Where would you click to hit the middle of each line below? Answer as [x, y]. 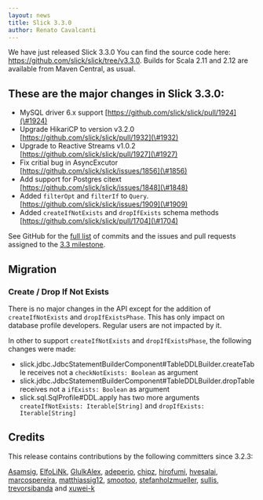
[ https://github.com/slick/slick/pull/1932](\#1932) [99, 137]
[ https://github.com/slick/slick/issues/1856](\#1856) [103, 171]
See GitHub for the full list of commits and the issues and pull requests [122, 236]
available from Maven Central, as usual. [72, 69]
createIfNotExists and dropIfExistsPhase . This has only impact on [117, 317]
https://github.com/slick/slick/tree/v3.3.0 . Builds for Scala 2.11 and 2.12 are [128, 60]
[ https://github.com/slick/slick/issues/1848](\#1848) [104, 188]
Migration [33, 269]
